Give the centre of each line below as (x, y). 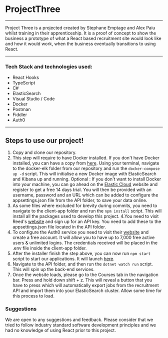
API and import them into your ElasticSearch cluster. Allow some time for (87, 290)
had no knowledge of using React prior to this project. (60, 330)
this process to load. (33, 296)
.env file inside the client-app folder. (49, 248)
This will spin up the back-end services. (53, 269)
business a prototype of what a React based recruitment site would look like (83, 38)
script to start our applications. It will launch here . (63, 259)
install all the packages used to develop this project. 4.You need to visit (85, 216)
